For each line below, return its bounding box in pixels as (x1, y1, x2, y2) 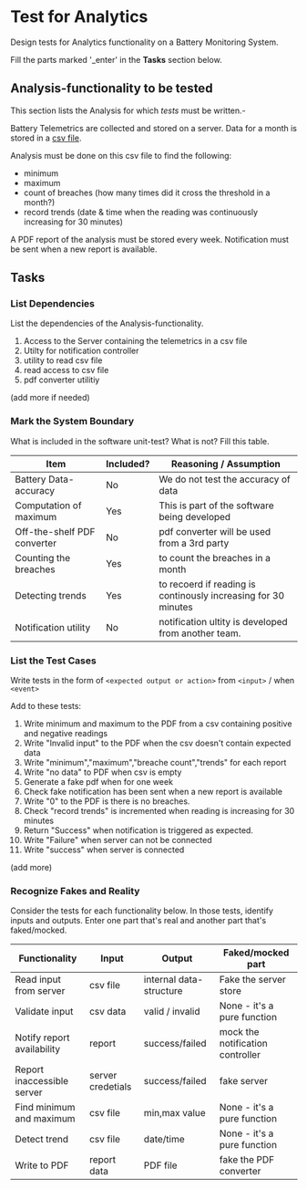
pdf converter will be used (159, 525, 271, 537)
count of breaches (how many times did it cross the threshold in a (23, 187, 271, 198)
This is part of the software (159, 499, 274, 512)
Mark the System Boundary (10, 415, 135, 428)
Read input (15, 974, 62, 986)
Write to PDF (15, 1159, 69, 1172)
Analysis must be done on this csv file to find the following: (10, 150, 232, 161)
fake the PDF (219, 1153, 275, 1166)
